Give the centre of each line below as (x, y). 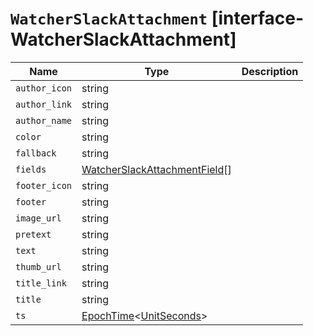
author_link (44, 104)
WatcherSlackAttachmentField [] (156, 169)
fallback (36, 153)
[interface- (258, 18)
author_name (44, 120)
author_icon (44, 88)
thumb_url (38, 266)
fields (31, 169)
